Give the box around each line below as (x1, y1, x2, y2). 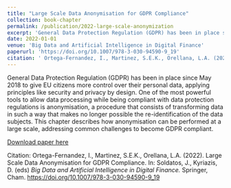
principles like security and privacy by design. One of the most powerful (7, 88, 212, 96)
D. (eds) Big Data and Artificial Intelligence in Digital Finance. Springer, (7, 165, 208, 174)
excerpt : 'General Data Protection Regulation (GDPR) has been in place (7, 29, 220, 36)
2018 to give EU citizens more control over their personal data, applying (7, 80, 210, 89)
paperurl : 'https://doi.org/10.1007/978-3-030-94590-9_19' (7, 49, 180, 56)
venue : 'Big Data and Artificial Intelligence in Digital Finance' (7, 42, 205, 49)
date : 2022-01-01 (7, 36, 57, 43)
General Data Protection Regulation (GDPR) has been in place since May (7, 73, 212, 82)
